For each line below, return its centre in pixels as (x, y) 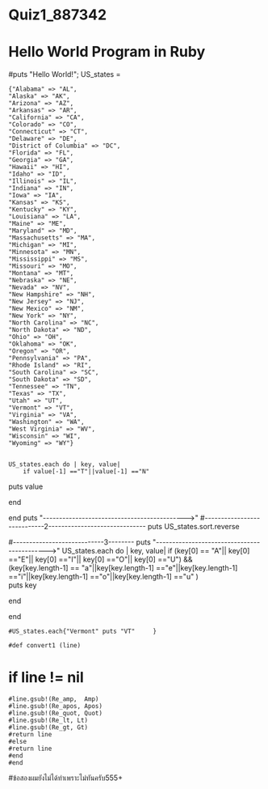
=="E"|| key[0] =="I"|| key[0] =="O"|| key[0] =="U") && (100, 559)
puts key (23, 585)
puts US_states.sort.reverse (194, 527)
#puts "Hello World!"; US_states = (65, 74)
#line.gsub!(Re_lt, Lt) (48, 721)
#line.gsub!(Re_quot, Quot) (56, 714)
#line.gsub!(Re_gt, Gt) (48, 727)
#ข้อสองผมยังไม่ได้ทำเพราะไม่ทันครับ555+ (66, 778)
